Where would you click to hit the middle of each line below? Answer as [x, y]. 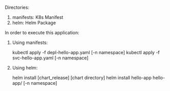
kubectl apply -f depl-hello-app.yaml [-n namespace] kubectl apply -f [86, 52]
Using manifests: [30, 42]
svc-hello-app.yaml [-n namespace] [50, 58]
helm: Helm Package [34, 23]
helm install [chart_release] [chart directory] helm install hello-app [82, 78]
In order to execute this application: [42, 32]
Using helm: [25, 68]
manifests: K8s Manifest [38, 17]
